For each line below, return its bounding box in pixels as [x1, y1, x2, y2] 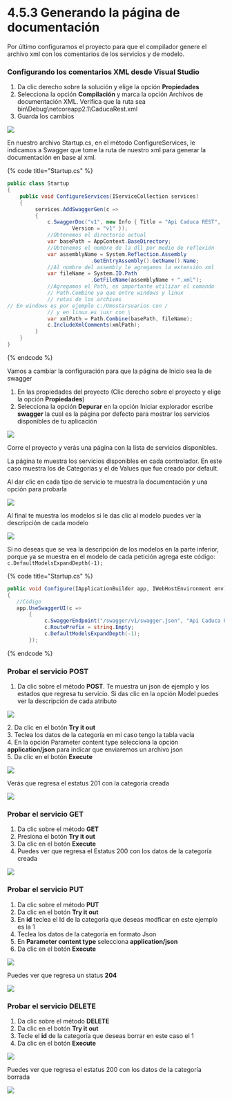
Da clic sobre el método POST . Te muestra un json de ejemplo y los [17, 682, 209, 691]
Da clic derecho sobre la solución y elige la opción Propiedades [17, 83, 200, 91]
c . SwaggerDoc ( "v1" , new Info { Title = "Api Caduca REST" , [47, 219, 221, 226]
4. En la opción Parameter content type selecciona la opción [7, 738, 179, 747]
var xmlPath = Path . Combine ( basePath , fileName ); [47, 315, 193, 322]
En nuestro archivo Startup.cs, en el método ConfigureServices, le [7, 138, 195, 147]
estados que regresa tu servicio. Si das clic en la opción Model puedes [17, 690, 219, 698]
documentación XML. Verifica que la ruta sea [17, 98, 146, 106]
